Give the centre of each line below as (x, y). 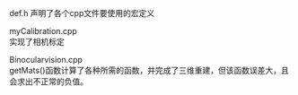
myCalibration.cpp (44, 31)
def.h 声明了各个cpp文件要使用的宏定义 (82, 13)
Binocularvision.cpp (46, 60)
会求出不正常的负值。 (48, 82)
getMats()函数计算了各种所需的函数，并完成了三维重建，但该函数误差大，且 (149, 70)
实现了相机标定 (37, 42)
